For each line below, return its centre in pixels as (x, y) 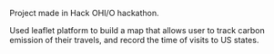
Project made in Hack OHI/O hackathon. (84, 13)
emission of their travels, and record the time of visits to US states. (134, 40)
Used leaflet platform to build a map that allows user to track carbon (137, 30)
